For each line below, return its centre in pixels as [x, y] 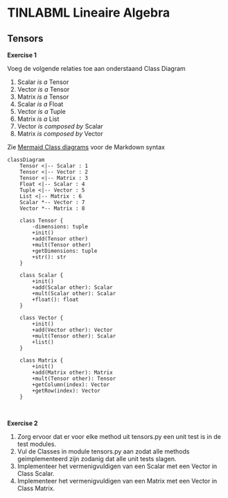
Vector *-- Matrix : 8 [52, 208]
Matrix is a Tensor [43, 97]
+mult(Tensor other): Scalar [74, 336]
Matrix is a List [38, 119]
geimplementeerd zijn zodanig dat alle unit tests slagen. [97, 459]
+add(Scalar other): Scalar [72, 288]
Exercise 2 [23, 423]
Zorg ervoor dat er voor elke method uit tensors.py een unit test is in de [119, 437]
